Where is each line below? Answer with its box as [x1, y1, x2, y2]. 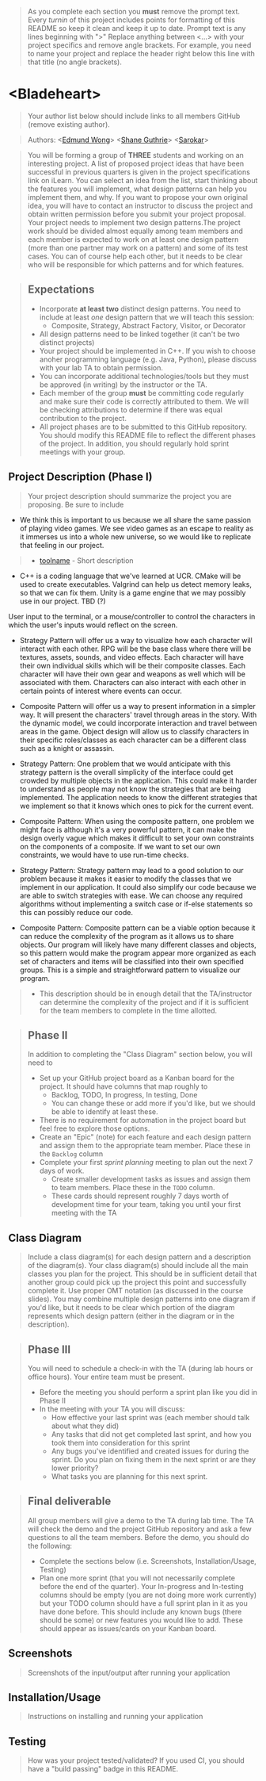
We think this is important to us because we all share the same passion [19, 515, 252, 524]
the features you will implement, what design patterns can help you [27, 184, 247, 193]
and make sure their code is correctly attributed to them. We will [39, 396, 249, 406]
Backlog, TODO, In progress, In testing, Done [51, 1090, 198, 1100]
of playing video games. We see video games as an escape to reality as [19, 523, 254, 533]
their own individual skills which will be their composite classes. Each [19, 661, 245, 670]
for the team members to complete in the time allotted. [39, 1005, 218, 1015]
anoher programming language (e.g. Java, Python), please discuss [39, 354, 257, 364]
